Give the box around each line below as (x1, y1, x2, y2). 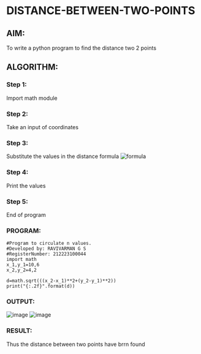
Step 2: (6, 110, 29, 118)
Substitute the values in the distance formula (6, 153, 119, 160)
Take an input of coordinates (6, 123, 78, 130)
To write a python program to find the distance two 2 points (6, 44, 157, 51)
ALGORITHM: (6, 62, 58, 72)
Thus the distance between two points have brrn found (6, 341, 145, 348)
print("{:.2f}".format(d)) (6, 283, 75, 290)
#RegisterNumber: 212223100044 (6, 251, 86, 257)
